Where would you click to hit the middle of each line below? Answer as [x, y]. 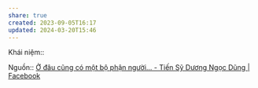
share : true [28, 15]
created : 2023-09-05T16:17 [52, 23]
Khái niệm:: [26, 53]
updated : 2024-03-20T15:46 [52, 30]
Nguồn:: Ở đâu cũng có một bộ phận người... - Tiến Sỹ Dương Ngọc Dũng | [129, 68]
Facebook [24, 76]
